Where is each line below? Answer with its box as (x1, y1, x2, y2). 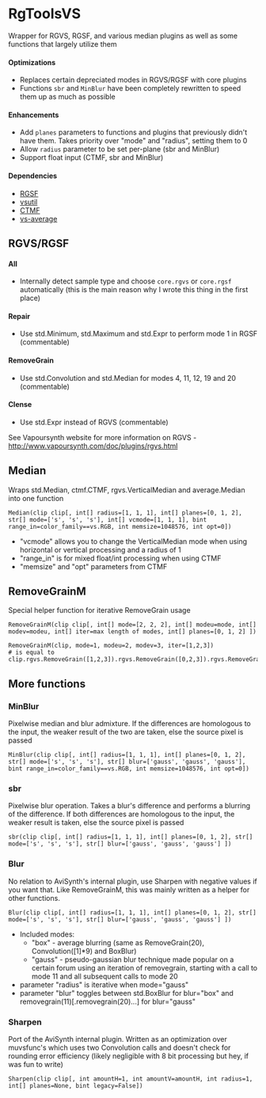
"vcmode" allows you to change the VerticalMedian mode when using (19, 536, 248, 546)
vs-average (19, 214, 58, 223)
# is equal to (8, 648, 55, 657)
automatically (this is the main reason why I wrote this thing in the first (19, 285, 249, 294)
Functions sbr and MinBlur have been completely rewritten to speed (19, 84, 241, 93)
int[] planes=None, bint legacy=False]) (8, 1081, 144, 1089)
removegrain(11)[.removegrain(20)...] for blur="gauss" (19, 997, 196, 1006)
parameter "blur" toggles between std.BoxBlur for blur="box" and (19, 988, 234, 997)
